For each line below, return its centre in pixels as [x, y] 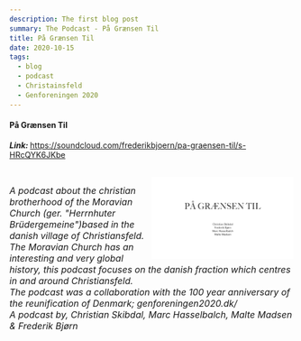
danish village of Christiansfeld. [77, 235]
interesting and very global [67, 258]
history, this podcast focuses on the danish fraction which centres [150, 269]
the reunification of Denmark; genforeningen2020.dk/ [123, 303]
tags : [19, 57]
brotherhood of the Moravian [71, 201]
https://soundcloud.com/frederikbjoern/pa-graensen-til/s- [138, 145]
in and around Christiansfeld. [71, 281]
